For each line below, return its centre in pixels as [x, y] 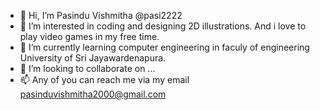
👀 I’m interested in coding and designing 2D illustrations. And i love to [163, 26]
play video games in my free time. [89, 36]
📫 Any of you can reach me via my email [104, 79]
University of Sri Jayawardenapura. [93, 58]
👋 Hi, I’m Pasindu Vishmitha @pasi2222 [101, 15]
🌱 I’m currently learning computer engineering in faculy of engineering [164, 47]
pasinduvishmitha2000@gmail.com [93, 94]
